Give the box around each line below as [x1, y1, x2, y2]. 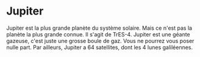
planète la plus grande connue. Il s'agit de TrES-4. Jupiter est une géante [6, 30, 190, 38]
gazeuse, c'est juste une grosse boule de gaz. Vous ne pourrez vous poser [6, 37, 195, 44]
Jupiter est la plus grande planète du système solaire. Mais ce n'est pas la [6, 24, 193, 32]
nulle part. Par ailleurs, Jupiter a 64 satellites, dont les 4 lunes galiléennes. [6, 44, 193, 51]
